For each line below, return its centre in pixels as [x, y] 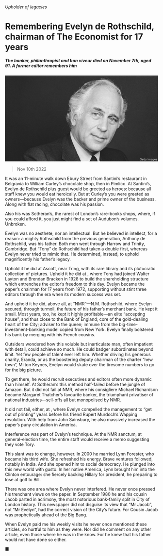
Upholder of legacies [26, 7]
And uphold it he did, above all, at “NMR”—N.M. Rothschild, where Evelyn [78, 304]
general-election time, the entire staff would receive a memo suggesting [77, 440]
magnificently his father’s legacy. [38, 259]
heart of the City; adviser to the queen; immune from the [61, 325]
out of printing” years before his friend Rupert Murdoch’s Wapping [71, 414]
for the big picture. [24, 370]
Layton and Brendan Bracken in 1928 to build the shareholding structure [77, 279]
